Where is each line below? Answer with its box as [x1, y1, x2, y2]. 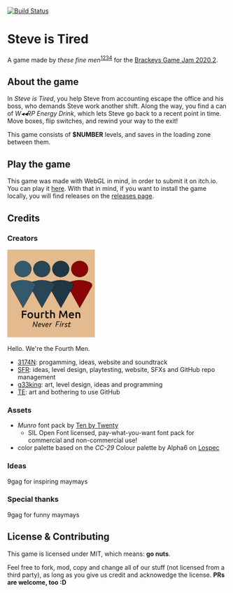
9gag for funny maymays [7, 510, 80, 519]
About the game [7, 76, 79, 88]
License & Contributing [7, 531, 110, 543]
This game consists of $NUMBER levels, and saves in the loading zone [7, 131, 211, 139]
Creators [7, 233, 38, 243]
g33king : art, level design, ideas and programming [17, 380, 163, 389]
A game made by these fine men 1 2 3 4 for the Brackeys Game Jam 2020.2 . [7, 54, 218, 64]
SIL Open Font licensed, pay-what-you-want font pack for [27, 429, 195, 437]
